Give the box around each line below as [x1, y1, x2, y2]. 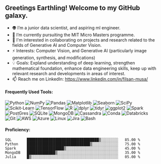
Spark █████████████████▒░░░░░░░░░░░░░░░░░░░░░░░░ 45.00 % [5, 146, 140, 151]
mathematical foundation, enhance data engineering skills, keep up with [12, 65, 157, 71]
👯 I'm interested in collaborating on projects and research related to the [12, 37, 155, 43]
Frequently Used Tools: [5, 89, 54, 95]
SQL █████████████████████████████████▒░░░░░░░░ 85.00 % [5, 138, 140, 143]
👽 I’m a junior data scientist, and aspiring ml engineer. [12, 24, 121, 31]
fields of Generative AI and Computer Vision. [12, 42, 102, 48]
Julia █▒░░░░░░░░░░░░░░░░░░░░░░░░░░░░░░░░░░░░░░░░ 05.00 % [5, 155, 140, 160]
